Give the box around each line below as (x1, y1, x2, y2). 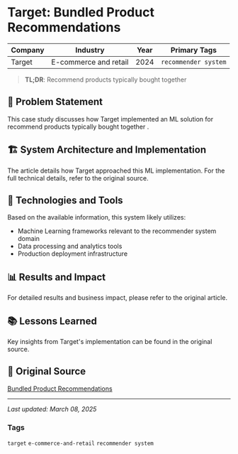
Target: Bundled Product (7, 4, 154, 21)
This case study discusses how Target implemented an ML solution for (7, 114, 214, 123)
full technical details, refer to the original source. (7, 173, 149, 182)
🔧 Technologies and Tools (7, 194, 123, 206)
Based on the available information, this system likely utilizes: (7, 213, 186, 222)
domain (17, 234, 40, 243)
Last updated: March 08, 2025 (7, 404, 97, 413)
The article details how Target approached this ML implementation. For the (7, 166, 225, 175)
